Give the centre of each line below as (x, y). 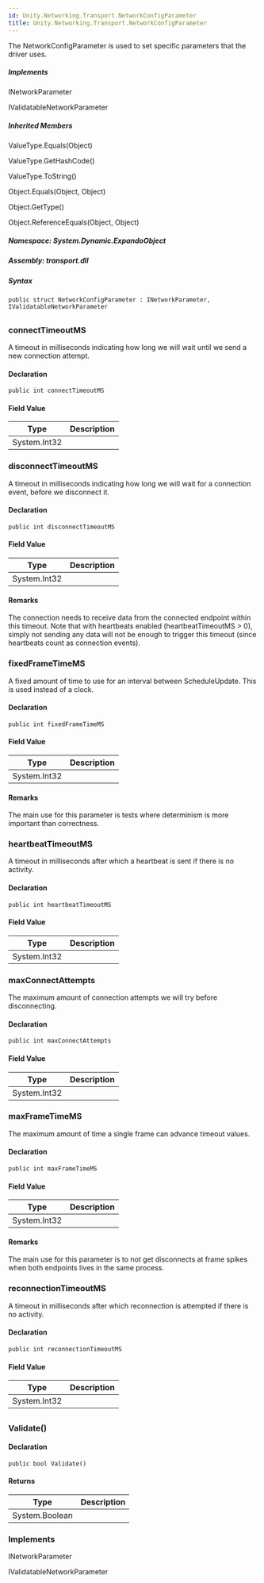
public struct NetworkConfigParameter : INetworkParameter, (110, 300)
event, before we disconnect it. (59, 492)
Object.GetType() (36, 207)
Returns (22, 1481)
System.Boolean (42, 1515)
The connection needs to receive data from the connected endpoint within (130, 618)
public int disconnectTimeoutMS (61, 527)
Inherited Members (40, 126)
